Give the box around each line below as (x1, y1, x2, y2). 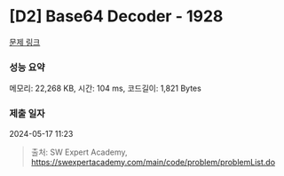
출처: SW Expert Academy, (30, 147, 128, 157)
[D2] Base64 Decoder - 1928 (9, 6, 224, 27)
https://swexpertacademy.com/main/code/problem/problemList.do (30, 156, 276, 167)
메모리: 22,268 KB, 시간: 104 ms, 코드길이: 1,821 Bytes (9, 83, 201, 94)
